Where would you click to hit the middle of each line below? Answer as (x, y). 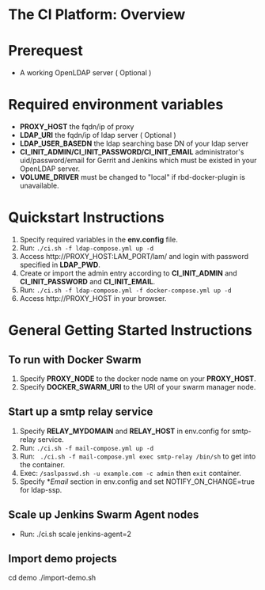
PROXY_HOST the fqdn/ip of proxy (77, 127)
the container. (42, 464)
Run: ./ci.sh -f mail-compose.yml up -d (87, 447)
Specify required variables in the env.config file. (98, 240)
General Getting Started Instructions (131, 331)
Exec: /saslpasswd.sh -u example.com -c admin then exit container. (130, 473)
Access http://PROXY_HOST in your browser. (93, 298)
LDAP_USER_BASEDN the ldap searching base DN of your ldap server (134, 143)
